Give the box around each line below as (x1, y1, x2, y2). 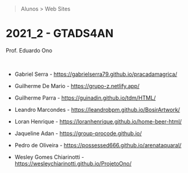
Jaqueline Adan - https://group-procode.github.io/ (14, 130, 142, 137)
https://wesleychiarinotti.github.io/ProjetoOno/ (14, 160, 132, 167)
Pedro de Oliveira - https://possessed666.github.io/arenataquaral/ (14, 141, 182, 149)
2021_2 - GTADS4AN (6, 27, 114, 40)
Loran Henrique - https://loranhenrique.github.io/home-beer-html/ (14, 117, 182, 125)
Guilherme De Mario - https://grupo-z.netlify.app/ (14, 82, 140, 89)
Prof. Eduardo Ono (6, 46, 53, 54)
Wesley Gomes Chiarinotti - (14, 153, 85, 161)
